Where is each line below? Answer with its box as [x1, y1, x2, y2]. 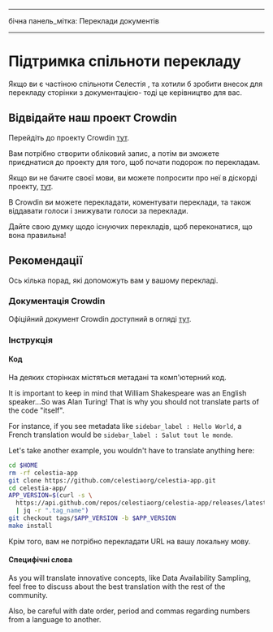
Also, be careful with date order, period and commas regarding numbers [8, 606, 250, 616]
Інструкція [8, 334, 53, 345]
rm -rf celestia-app [8, 469, 79, 477]
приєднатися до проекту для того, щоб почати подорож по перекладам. [8, 157, 261, 167]
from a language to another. [8, 615, 102, 625]
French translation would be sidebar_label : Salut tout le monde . [8, 430, 233, 439]
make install [8, 522, 53, 530]
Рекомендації [8, 253, 83, 268]
